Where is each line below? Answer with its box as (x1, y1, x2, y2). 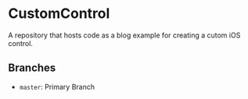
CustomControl (8, 5, 110, 23)
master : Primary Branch (19, 82, 95, 91)
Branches (8, 62, 56, 75)
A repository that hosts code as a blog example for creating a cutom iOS (8, 30, 241, 40)
